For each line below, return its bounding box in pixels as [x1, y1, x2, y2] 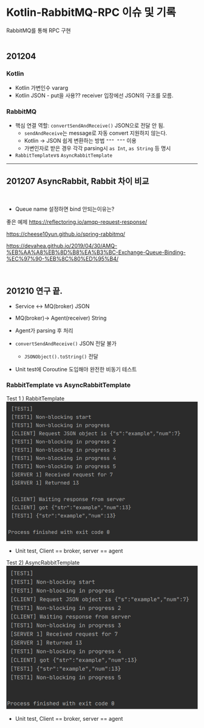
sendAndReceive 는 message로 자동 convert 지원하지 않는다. [24, 129, 168, 137]
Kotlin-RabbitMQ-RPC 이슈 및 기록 [6, 5, 176, 19]
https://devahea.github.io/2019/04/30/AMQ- [6, 242, 118, 249]
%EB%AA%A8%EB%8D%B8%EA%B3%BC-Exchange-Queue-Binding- [6, 249, 186, 256]
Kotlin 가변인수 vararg [15, 84, 69, 91]
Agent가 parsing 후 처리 [15, 326, 73, 334]
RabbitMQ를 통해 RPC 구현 [6, 27, 71, 34]
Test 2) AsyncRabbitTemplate [6, 558, 80, 566]
